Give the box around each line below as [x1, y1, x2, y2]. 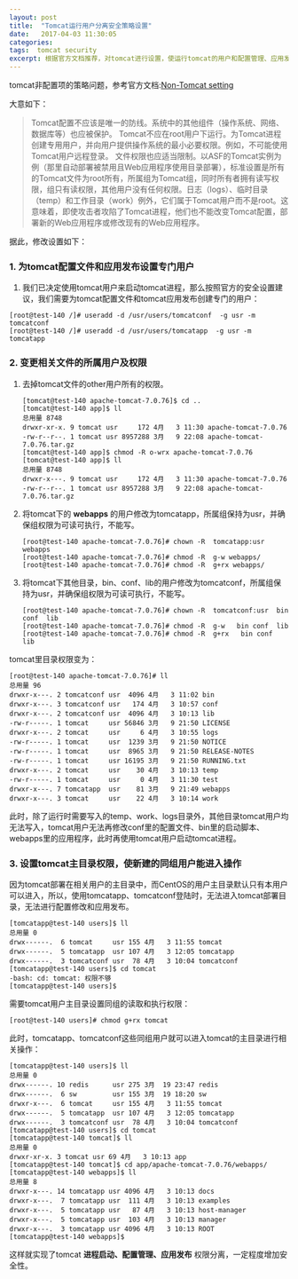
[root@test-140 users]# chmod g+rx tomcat [9, 1015, 169, 1025]
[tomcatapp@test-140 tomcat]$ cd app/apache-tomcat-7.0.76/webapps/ [9, 1160, 268, 1169]
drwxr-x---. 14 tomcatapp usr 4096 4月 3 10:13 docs [9, 1187, 215, 1196]
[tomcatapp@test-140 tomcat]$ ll [9, 1133, 133, 1142]
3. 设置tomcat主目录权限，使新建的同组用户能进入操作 [9, 857, 242, 870]
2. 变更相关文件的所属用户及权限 [9, 357, 148, 369]
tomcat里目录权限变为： [9, 653, 98, 664]
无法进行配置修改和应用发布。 [24, 901, 134, 912]
